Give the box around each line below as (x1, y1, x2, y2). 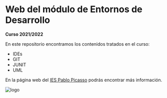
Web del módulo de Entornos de (5, 4, 143, 15)
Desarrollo (5, 14, 50, 26)
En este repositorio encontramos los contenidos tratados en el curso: (5, 41, 150, 47)
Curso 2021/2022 (5, 31, 43, 37)
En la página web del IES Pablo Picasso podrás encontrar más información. (5, 77, 162, 83)
